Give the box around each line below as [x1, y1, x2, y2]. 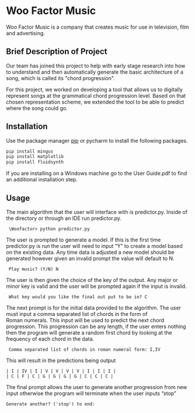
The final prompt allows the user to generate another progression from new [6, 384, 187, 390]
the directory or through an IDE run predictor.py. [6, 215, 121, 222]
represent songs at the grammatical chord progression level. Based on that [6, 92, 186, 99]
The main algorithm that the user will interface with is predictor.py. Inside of [6, 209, 188, 215]
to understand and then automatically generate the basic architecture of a [6, 68, 184, 75]
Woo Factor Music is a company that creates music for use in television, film [6, 23, 190, 30]
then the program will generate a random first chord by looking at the [6, 329, 172, 336]
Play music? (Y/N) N [8, 266, 59, 272]
